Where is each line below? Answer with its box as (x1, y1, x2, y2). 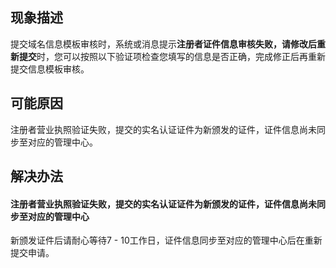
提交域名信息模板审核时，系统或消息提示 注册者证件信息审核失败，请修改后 (10, 38, 317, 50)
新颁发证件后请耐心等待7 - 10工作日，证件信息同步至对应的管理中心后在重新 (10, 234, 323, 247)
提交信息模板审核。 (10, 63, 90, 75)
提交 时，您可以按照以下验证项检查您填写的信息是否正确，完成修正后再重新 (18, 50, 326, 62)
